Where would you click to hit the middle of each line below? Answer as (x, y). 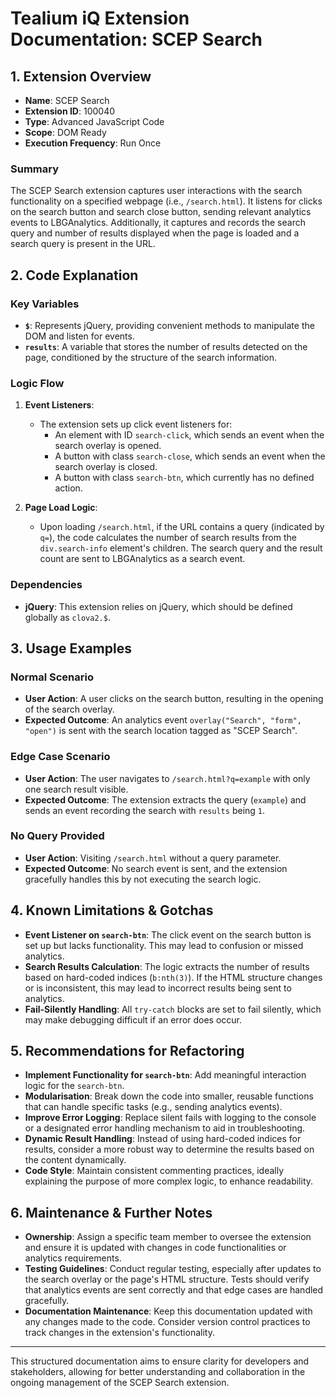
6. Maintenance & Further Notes (111, 1212)
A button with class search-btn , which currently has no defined (184, 478)
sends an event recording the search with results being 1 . (145, 810)
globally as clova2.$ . (67, 617)
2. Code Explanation (74, 275)
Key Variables (45, 304)
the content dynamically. (75, 1160)
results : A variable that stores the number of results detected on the (166, 346)
